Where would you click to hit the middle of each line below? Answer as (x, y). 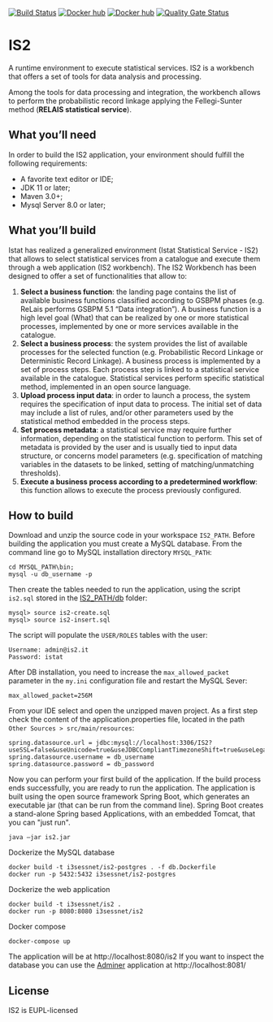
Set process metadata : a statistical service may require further (126, 430)
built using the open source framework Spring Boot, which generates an (129, 797)
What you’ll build (52, 230)
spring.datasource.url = (50, 743)
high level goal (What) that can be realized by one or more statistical (134, 318)
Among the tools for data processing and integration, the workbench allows (135, 92)
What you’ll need (52, 135)
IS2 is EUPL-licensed (43, 1011)
